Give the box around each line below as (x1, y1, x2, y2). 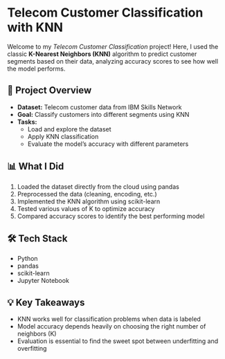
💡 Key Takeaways (7, 296, 85, 309)
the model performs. (7, 64, 66, 73)
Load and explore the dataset (27, 125, 112, 133)
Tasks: (17, 118, 37, 126)
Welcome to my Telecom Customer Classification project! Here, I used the (7, 42, 219, 50)
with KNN (7, 19, 64, 35)
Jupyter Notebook (17, 277, 69, 285)
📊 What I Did (7, 160, 64, 172)
